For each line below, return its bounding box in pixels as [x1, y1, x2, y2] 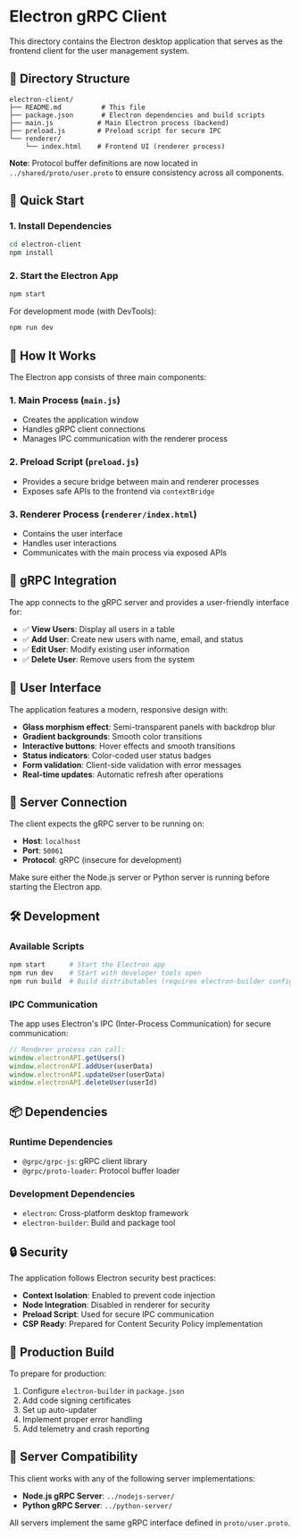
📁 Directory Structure [9, 72, 131, 87]
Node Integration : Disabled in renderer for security [21, 1299, 211, 1311]
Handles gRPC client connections [21, 424, 146, 435]
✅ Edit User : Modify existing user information [21, 644, 190, 654]
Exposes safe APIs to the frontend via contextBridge [21, 486, 215, 496]
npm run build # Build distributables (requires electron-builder [9, 976, 266, 985]
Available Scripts [9, 940, 85, 952]
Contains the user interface [21, 528, 123, 538]
